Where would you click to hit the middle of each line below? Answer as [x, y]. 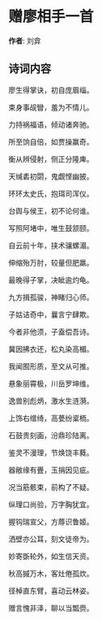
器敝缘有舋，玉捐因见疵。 [51, 470]
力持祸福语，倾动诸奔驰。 [51, 124]
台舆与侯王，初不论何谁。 [51, 210]
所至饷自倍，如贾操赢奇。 [51, 141]
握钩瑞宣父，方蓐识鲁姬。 [51, 522]
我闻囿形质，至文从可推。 [51, 366]
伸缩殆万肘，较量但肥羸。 [51, 262]
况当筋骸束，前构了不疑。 [51, 487]
